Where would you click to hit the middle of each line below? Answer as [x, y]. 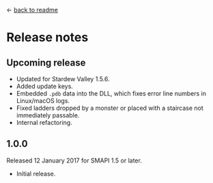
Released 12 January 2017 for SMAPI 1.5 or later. [74, 160]
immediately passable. [48, 115]
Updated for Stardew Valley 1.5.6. [63, 79]
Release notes [47, 38]
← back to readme [32, 10]
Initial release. [36, 173]
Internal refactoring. [44, 123]
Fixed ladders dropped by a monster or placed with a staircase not [110, 108]
